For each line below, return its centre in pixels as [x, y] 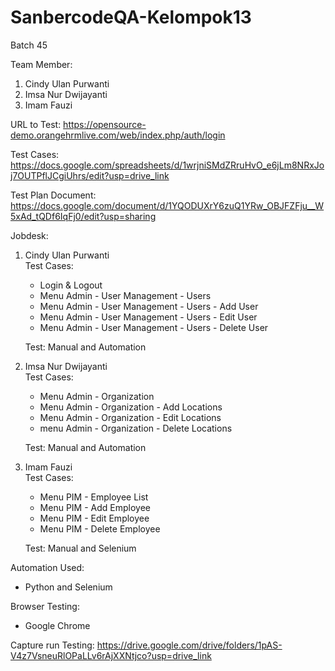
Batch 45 [29, 45]
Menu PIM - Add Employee [95, 507]
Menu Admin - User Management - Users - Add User [149, 306]
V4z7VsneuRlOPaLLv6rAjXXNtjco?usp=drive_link [111, 655]
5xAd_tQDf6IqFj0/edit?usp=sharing [83, 216]
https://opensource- [105, 124]
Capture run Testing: [52, 645]
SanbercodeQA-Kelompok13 [131, 17]
